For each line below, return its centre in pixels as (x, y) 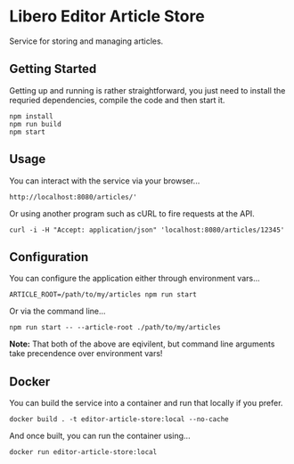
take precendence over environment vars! (86, 354)
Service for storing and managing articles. (86, 41)
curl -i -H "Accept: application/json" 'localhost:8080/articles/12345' (147, 230)
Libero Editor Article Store (107, 16)
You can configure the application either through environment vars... (135, 279)
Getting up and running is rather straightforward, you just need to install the (147, 90)
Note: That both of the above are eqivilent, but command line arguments (142, 344)
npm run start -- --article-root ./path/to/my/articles (115, 328)
